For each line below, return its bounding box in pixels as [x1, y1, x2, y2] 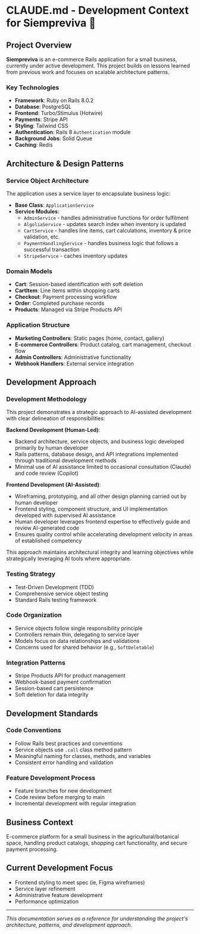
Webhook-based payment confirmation [14, 678, 111, 686]
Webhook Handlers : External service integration [14, 360, 134, 367]
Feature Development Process [6, 774, 96, 782]
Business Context [6, 817, 73, 827]
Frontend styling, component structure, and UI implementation [14, 505, 168, 513]
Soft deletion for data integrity [14, 691, 89, 698]
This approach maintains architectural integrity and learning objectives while [6, 549, 194, 556]
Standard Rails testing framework [14, 596, 97, 603]
